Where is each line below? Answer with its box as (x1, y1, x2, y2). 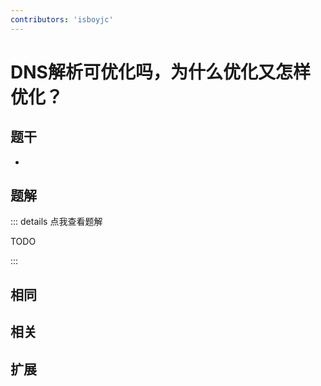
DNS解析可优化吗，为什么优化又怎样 (10, 61, 311, 83)
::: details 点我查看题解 (10, 216, 103, 228)
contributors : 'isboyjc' (10, 14, 114, 25)
